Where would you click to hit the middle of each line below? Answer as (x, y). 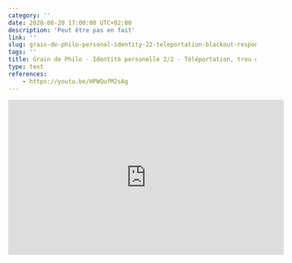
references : (28, 74)
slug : (17, 45)
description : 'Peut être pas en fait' (72, 30)
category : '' (30, 15)
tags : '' (22, 52)
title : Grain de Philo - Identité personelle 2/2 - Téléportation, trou (130, 60)
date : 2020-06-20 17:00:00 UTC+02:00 (70, 23)
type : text (26, 67)
